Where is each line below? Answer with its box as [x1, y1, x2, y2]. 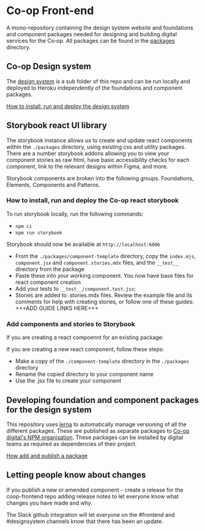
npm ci [15, 223, 32, 229]
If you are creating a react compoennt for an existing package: [6, 334, 164, 341]
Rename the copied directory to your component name [15, 370, 154, 378]
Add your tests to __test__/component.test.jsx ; [15, 285, 136, 292]
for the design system [6, 404, 92, 414]
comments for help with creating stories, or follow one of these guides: [15, 298, 195, 305]
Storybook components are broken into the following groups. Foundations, [6, 174, 194, 181]
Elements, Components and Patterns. [6, 181, 100, 188]
